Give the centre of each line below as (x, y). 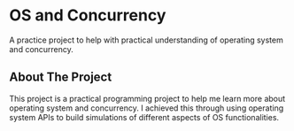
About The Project (61, 77)
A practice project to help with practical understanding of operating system (146, 40)
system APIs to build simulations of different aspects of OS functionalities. (144, 117)
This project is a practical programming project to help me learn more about (147, 98)
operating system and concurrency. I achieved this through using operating (147, 108)
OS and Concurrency (88, 15)
